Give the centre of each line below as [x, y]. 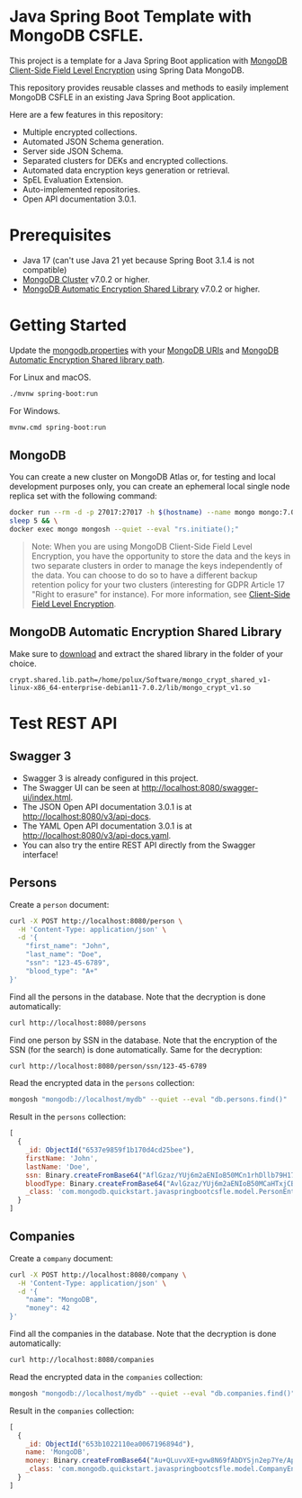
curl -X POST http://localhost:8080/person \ [96, 921]
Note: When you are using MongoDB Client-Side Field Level [142, 547]
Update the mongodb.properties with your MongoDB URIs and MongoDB [144, 350]
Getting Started [68, 325]
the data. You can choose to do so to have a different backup [144, 575]
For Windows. [35, 410]
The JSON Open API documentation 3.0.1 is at [107, 806]
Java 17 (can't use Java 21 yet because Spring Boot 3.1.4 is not [138, 260]
